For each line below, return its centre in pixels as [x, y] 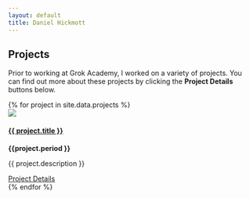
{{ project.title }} [36, 131]
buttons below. [32, 90]
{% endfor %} [31, 187]
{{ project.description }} [47, 163]
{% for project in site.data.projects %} [69, 105]
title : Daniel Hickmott [47, 23]
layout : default [34, 15]
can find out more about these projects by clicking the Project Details [121, 81]
